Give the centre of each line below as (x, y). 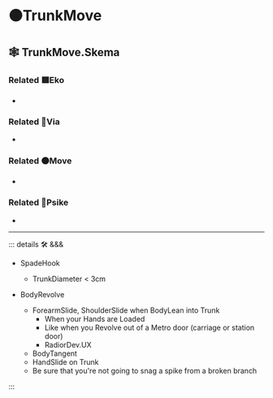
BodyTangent (54, 353)
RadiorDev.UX (68, 344)
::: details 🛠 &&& (36, 244)
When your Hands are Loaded (95, 318)
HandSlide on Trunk (65, 361)
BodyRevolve (42, 294)
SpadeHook (40, 263)
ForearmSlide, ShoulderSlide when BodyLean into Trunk (126, 310)
